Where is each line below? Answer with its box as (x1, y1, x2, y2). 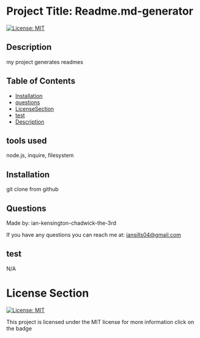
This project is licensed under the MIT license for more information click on (6, 318, 195, 325)
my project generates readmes (6, 58, 83, 65)
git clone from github (6, 186, 59, 193)
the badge (6, 325, 32, 332)
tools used (6, 135, 47, 146)
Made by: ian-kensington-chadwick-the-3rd (6, 219, 117, 227)
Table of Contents (6, 76, 76, 86)
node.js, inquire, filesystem (6, 152, 74, 159)
